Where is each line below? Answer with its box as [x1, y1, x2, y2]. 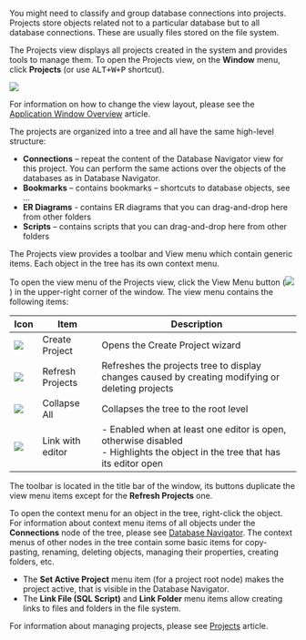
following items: [9, 296, 69, 307]
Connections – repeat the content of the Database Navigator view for [22, 154, 284, 164]
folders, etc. [9, 556, 55, 567]
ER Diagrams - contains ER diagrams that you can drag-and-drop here [22, 202, 289, 212]
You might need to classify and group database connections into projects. [9, 8, 287, 18]
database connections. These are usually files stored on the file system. [9, 27, 280, 37]
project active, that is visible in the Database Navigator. [22, 584, 229, 594]
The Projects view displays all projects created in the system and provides [9, 45, 288, 56]
